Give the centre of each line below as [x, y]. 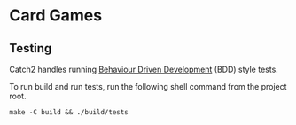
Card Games [56, 16]
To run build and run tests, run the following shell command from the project [148, 86]
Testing [31, 48]
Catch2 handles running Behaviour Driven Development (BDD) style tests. [144, 69]
